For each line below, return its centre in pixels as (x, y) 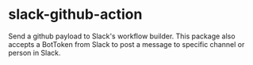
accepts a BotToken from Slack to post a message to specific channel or (126, 44)
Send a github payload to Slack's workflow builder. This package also (122, 36)
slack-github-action (75, 14)
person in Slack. (34, 52)
